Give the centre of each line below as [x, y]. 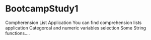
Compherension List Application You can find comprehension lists [73, 22]
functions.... [18, 33]
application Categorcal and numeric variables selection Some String [76, 27]
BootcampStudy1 [42, 9]
